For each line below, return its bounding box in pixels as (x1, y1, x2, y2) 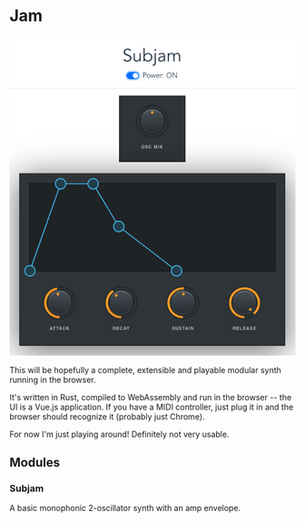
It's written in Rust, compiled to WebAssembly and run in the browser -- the (9, 391, 292, 402)
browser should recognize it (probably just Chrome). (9, 410, 206, 422)
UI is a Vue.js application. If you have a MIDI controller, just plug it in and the (9, 401, 294, 412)
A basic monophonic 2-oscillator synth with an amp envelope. (9, 503, 241, 514)
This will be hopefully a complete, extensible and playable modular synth (9, 364, 281, 375)
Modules (9, 455, 61, 470)
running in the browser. (9, 374, 97, 385)
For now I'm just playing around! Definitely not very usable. (9, 428, 230, 439)
